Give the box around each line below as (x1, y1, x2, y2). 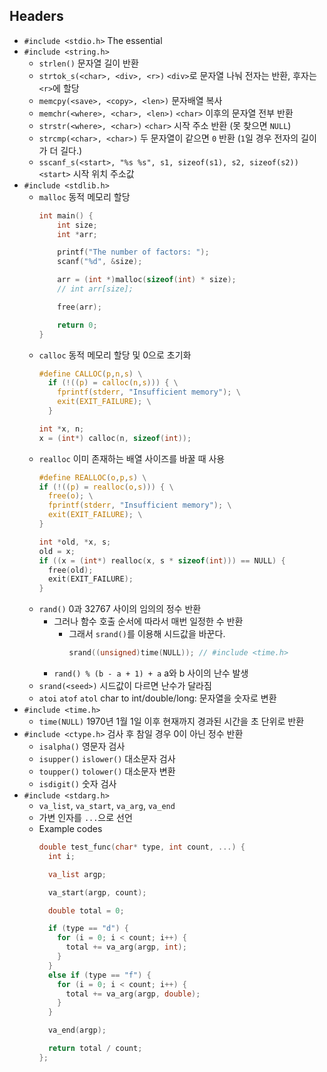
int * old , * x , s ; (38, 537, 112, 547)
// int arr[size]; (57, 284, 134, 294)
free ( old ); (47, 565, 94, 575)
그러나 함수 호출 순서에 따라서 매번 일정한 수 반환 (53, 615, 244, 628)
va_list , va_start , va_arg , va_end (38, 800, 176, 812)
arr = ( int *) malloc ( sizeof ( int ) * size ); (57, 275, 237, 285)
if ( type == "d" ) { (47, 924, 129, 934)
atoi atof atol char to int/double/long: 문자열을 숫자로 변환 (38, 692, 277, 704)
